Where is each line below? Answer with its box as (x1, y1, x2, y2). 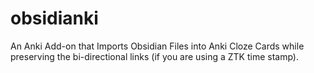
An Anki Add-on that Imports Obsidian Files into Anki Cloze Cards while (10, 40, 305, 52)
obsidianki (10, 7, 99, 30)
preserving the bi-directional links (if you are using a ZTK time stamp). (10, 50, 299, 62)
